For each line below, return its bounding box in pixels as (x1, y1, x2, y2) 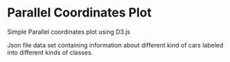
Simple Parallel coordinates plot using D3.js (7, 28, 131, 36)
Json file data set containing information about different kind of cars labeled (7, 41, 224, 49)
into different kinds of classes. (7, 48, 93, 56)
